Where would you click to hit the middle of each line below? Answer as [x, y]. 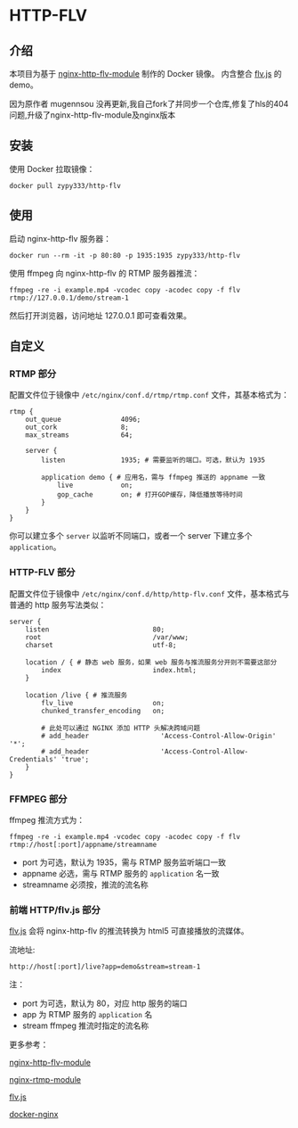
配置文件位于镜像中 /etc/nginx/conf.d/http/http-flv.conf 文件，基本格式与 [149, 593]
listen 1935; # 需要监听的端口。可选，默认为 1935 [153, 460]
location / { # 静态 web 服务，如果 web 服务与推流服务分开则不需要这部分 [151, 662]
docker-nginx [34, 1115]
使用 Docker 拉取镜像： [52, 169]
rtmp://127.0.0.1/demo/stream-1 [69, 298]
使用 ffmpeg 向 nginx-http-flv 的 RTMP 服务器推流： [105, 273]
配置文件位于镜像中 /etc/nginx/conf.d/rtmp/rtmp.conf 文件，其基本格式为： [149, 395]
